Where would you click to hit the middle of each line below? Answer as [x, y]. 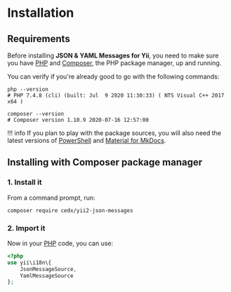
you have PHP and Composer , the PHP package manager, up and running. [114, 63]
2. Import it [26, 228]
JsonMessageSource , [48, 269]
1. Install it [25, 182]
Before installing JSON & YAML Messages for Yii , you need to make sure [113, 55]
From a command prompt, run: [52, 197]
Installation [41, 13]
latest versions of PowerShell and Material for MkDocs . [87, 140]
